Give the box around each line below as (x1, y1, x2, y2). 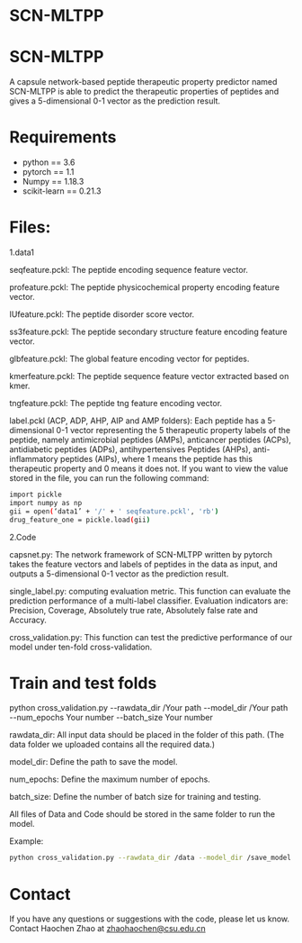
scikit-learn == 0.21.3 (22, 186, 102, 196)
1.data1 (9, 247, 34, 258)
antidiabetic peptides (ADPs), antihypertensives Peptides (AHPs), (9, 444, 252, 455)
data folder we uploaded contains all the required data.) (9, 739, 216, 750)
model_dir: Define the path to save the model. (9, 757, 178, 767)
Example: (9, 836, 44, 847)
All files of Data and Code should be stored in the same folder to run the (9, 809, 276, 820)
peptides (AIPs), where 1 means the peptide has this (59, 454, 253, 464)
